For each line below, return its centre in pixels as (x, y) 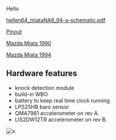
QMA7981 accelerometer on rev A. (57, 113)
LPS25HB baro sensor (42, 107)
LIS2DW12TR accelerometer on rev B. (61, 119)
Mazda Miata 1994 (29, 55)
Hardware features (42, 74)
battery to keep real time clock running (62, 100)
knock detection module (44, 88)
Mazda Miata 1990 (29, 43)
